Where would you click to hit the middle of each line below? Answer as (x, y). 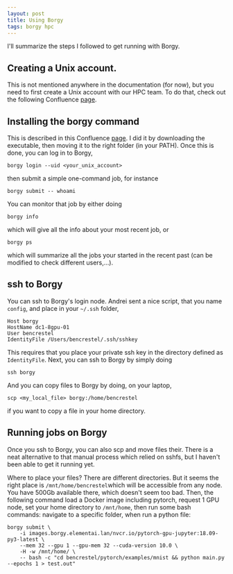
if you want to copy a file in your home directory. (76, 411)
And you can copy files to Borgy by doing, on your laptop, (89, 385)
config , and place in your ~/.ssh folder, (63, 308)
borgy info (23, 217)
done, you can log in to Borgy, (50, 153)
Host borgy (23, 321)
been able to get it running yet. (51, 464)
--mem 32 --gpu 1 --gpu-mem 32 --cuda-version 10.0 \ (99, 546)
